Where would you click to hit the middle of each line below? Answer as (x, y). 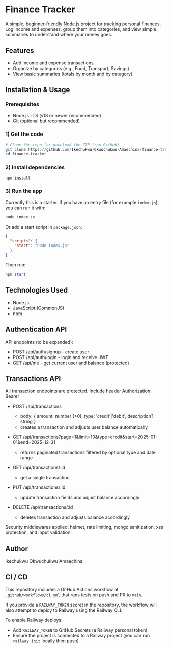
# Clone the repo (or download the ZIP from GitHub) (62, 145)
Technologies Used (36, 290)
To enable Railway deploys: (34, 620)
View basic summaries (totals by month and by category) (73, 74)
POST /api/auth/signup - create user (51, 352)
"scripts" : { (24, 241)
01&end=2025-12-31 (34, 442)
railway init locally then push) (46, 641)
